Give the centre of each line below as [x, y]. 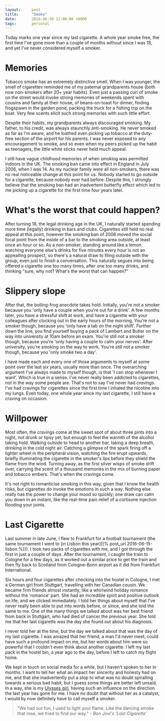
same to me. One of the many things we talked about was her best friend [79, 611]
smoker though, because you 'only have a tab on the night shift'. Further [78, 326]
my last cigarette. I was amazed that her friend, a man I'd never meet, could [82, 636]
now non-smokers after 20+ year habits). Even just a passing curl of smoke [82, 92]
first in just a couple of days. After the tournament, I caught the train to [77, 554]
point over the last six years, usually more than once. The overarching [76, 367]
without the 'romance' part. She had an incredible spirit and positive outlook [82, 595]
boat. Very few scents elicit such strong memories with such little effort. [78, 113]
